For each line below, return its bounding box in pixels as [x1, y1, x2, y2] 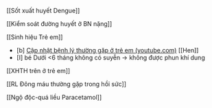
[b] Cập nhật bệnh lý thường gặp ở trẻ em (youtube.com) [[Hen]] [16, 46, 199, 54]
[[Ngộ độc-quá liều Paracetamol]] [6, 93, 102, 101]
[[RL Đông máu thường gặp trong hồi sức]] [6, 80, 126, 88]
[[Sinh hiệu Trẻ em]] [6, 33, 63, 41]
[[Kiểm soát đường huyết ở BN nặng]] [6, 20, 113, 27]
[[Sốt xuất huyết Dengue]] [6, 7, 80, 14]
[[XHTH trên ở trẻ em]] [6, 67, 71, 75]
